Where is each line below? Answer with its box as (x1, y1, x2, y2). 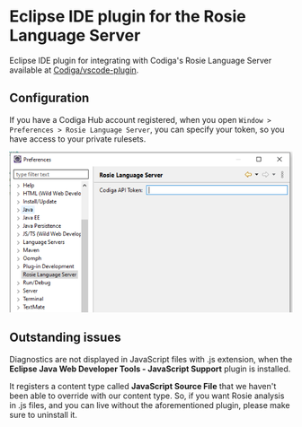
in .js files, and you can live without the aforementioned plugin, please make (9, 399, 290, 410)
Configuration (9, 91, 90, 106)
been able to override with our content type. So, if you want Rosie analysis (9, 390, 285, 401)
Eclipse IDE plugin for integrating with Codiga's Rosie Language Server (9, 55, 272, 65)
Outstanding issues (9, 330, 121, 345)
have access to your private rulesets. (9, 133, 147, 144)
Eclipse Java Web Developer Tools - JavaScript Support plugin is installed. (9, 363, 291, 374)
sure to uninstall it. (9, 409, 78, 420)
